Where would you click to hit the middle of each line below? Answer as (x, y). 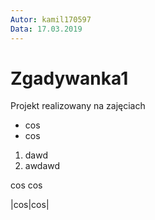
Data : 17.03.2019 (46, 29)
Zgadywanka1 (69, 78)
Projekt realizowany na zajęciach (78, 106)
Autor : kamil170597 (51, 19)
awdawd (42, 166)
